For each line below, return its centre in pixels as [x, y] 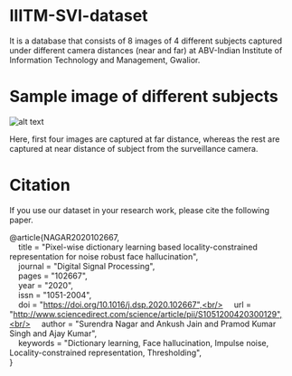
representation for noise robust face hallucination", [104, 256]
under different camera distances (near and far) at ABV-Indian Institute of [146, 50]
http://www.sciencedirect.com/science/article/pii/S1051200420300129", [148, 314]
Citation [40, 185]
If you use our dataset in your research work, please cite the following [139, 210]
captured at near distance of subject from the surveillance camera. [134, 148]
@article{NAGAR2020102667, [65, 237]
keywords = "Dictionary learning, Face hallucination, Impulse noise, [143, 343]
